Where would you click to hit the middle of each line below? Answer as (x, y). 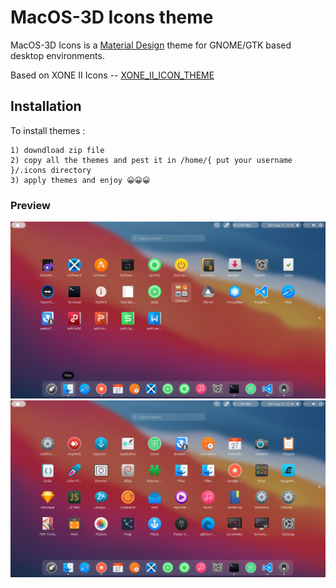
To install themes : (48, 130)
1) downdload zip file (57, 150)
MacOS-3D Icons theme (112, 17)
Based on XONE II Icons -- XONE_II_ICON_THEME (112, 75)
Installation (46, 106)
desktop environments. (57, 55)
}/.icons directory (51, 170)
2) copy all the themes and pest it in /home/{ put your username (151, 160)
